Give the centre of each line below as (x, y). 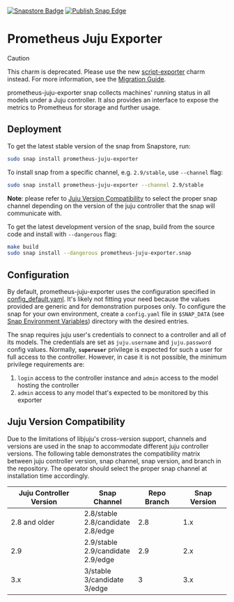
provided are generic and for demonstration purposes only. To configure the (117, 307)
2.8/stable (101, 514)
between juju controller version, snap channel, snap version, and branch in (114, 461)
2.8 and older (33, 522)
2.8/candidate (107, 522)
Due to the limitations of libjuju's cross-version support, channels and (107, 438)
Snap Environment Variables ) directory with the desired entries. (98, 321)
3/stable (97, 571)
